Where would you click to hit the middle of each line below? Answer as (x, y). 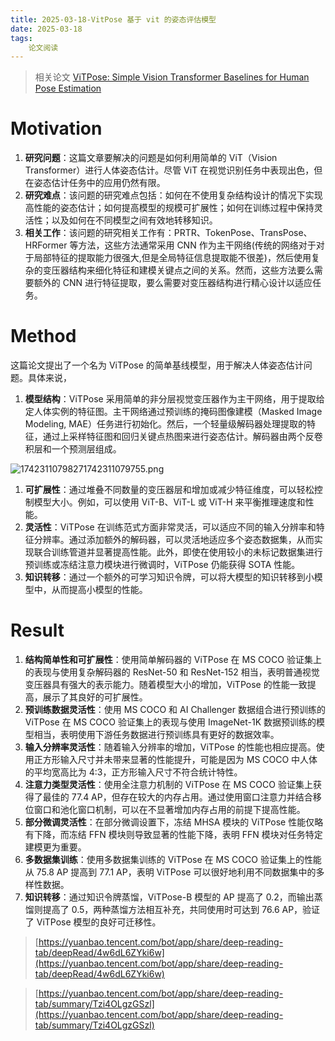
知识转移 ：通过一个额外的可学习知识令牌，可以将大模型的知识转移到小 (169, 577)
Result (37, 630)
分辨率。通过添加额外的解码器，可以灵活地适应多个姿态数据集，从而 (174, 540)
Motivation (56, 128)
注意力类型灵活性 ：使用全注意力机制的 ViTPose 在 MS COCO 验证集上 (168, 785)
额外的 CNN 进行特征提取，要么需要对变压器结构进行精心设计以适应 (173, 283)
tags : (21, 38)
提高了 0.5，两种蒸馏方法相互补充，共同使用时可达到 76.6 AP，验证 (181, 910)
